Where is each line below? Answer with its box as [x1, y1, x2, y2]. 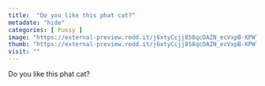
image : [8, 33, 30, 41]
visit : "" [8, 48, 41, 56]
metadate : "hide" [8, 19, 65, 27]
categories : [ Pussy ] [8, 26, 83, 34]
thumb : [8, 41, 30, 48]
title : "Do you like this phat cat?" [8, 11, 136, 20]
